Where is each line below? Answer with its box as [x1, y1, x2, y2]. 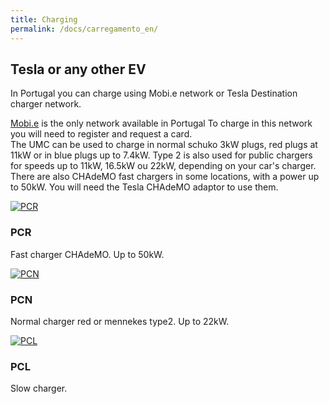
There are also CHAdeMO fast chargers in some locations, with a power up [10, 171, 320, 183]
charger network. [10, 98, 82, 110]
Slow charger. [10, 382, 68, 395]
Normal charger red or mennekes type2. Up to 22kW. [10, 315, 230, 327]
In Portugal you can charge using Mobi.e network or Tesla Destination [10, 87, 298, 100]
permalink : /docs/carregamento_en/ [10, 24, 159, 34]
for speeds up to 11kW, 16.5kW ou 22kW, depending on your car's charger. [10, 160, 317, 172]
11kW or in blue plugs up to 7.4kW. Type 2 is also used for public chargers [10, 149, 313, 161]
